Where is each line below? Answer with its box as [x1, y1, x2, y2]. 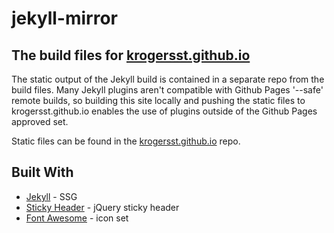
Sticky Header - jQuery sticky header [25, 201, 180, 213]
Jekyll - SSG [25, 190, 78, 202]
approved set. [11, 116, 69, 127]
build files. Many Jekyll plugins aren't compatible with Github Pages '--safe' [11, 84, 324, 96]
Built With [11, 164, 74, 181]
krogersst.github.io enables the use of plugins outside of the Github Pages [11, 105, 318, 117]
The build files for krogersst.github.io [11, 47, 251, 64]
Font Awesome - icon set [25, 212, 129, 224]
